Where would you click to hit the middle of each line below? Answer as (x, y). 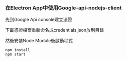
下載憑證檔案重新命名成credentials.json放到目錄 (55, 30)
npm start (16, 55)
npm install (18, 50)
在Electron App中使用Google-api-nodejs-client (63, 7)
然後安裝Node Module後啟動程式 (39, 41)
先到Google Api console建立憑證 (39, 20)
